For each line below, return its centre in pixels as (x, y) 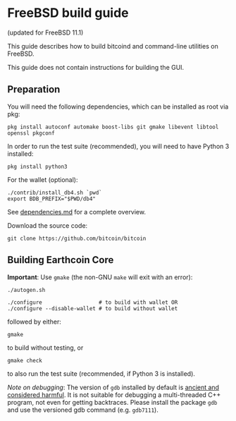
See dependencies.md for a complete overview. (77, 212)
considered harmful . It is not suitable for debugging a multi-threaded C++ (114, 395)
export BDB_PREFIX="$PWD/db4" (52, 199)
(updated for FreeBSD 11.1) (45, 32)
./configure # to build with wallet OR (93, 302)
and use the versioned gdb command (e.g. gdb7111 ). (83, 410)
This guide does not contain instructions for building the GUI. (96, 67)
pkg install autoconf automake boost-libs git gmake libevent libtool (113, 127)
